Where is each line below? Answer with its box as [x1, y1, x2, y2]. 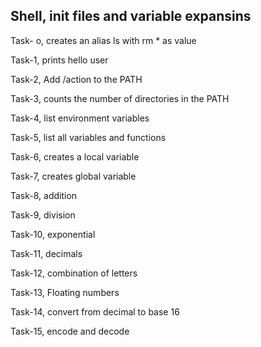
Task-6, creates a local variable [10, 150, 140, 163]
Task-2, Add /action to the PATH [10, 73, 143, 85]
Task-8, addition [10, 189, 78, 201]
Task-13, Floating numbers [10, 286, 120, 298]
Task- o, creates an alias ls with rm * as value [10, 34, 197, 46]
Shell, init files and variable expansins [10, 8, 252, 25]
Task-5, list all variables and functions [10, 131, 167, 143]
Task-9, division [10, 209, 76, 221]
